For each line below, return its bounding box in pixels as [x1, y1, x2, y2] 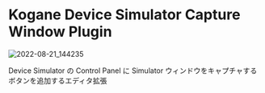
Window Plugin [8, 22, 112, 41]
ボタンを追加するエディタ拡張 [8, 75, 107, 85]
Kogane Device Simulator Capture [8, 6, 241, 24]
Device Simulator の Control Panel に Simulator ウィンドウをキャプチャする [8, 66, 258, 75]
